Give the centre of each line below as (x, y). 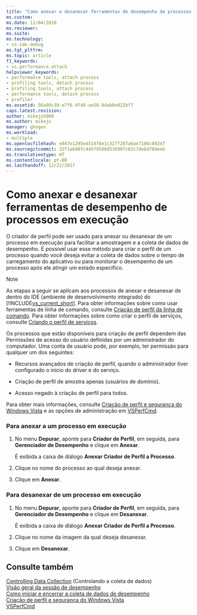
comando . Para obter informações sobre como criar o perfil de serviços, (94, 316)
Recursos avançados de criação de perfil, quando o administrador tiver (101, 364)
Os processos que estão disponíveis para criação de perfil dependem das (96, 334)
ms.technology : (25, 39)
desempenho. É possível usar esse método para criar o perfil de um (89, 249)
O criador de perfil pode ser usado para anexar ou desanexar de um (89, 237)
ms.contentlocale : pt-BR (37, 160)
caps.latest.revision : (34, 111)
